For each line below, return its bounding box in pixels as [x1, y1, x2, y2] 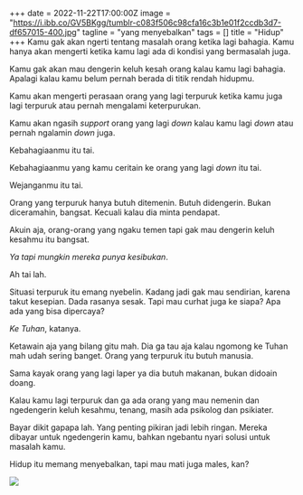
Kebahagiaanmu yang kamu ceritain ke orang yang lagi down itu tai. [9, 163, 262, 173]
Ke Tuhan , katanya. [9, 323, 81, 333]
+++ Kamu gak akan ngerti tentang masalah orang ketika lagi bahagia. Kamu [9, 36, 295, 47]
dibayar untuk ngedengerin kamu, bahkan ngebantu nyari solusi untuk [9, 432, 271, 442]
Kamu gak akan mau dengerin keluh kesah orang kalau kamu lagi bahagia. [9, 63, 287, 74]
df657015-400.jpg [9, 27, 77, 37]
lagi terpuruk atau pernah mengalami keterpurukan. [9, 100, 202, 111]
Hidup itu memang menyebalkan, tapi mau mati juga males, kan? [9, 459, 250, 469]
